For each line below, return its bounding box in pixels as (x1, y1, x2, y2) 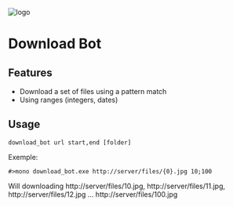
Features (8, 66, 53, 79)
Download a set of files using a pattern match (19, 87, 167, 96)
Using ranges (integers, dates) (19, 95, 118, 104)
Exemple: (8, 152, 38, 162)
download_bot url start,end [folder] (8, 138, 132, 147)
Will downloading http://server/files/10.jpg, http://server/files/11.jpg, (8, 181, 226, 191)
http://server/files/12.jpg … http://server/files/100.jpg (8, 189, 178, 199)
